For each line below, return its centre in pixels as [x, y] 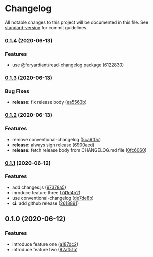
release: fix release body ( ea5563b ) [50, 102]
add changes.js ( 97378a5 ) [39, 187]
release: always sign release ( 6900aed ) [53, 145]
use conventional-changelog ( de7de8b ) [53, 198]
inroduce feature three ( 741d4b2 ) [46, 192]
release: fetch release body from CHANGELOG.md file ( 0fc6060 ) [79, 150]
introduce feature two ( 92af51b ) [45, 249]
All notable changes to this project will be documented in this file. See [77, 22]
